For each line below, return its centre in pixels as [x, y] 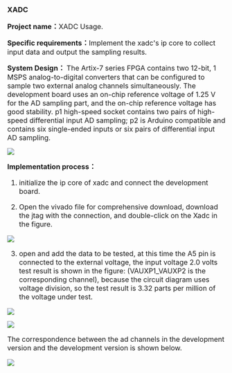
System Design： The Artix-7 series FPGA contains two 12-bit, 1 [112, 69]
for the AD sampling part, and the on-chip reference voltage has [112, 103]
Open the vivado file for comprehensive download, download [118, 207]
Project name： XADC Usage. [55, 27]
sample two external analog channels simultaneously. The [101, 86]
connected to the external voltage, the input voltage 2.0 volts [118, 262]
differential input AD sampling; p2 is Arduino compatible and [127, 120]
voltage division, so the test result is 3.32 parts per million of [117, 289]
